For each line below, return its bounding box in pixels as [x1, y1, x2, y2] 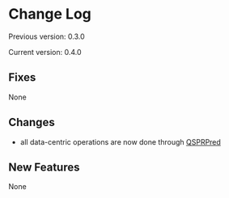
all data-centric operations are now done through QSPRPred [19, 137, 221, 146]
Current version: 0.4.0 [8, 47, 83, 57]
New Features [8, 160, 80, 174]
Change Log [8, 5, 91, 23]
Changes [8, 116, 55, 129]
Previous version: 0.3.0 [8, 32, 85, 41]
